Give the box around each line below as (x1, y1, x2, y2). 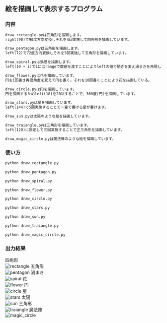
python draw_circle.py (5, 196, 52, 201)
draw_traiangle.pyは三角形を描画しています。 (5, 123, 91, 128)
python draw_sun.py (5, 214, 46, 219)
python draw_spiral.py (5, 178, 52, 184)
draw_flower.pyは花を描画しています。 (5, 73, 77, 78)
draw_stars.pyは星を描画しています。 (5, 100, 75, 105)
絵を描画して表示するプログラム (5, 4, 103, 13)
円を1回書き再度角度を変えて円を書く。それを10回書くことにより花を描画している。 (5, 77, 153, 83)
